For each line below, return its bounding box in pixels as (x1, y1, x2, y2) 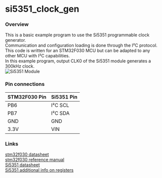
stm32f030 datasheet (5, 152, 49, 157)
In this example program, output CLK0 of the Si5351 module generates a (5, 58, 151, 64)
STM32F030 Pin (7, 93, 47, 100)
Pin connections (5, 81, 45, 88)
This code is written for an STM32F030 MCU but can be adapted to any (5, 48, 151, 53)
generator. (5, 37, 26, 43)
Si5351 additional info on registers (5, 167, 74, 173)
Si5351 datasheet (5, 162, 40, 168)
